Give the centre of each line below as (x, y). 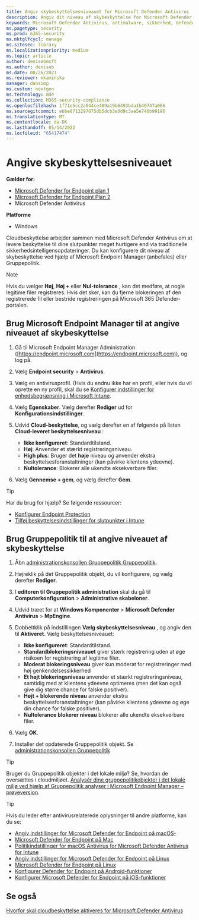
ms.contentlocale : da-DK (37, 122)
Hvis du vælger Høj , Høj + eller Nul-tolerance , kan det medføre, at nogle (96, 286)
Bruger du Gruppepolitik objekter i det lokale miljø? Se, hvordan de (87, 774)
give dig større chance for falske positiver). (76, 689)
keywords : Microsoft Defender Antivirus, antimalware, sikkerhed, (90, 23)
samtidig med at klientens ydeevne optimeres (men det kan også (102, 683)
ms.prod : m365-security (36, 34)
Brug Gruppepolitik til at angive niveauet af (87, 539)
